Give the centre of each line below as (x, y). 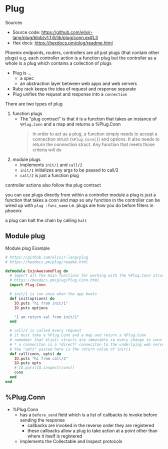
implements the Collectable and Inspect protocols (71, 441)
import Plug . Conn (28, 285)
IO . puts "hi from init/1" (41, 303)
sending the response (42, 420)
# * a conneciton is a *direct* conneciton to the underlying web (80, 344)
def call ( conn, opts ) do (35, 354)
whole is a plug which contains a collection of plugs (58, 63)
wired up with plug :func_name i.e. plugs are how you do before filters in (79, 205)
